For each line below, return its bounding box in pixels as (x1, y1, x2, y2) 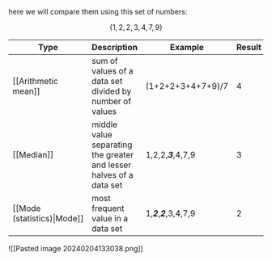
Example (169, 42, 205, 53)
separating (91, 139, 133, 150)
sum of (91, 56, 119, 66)
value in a (91, 213, 128, 224)
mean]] (12, 86, 40, 96)
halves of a (91, 170, 134, 180)
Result (236, 42, 261, 53)
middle (91, 119, 118, 130)
